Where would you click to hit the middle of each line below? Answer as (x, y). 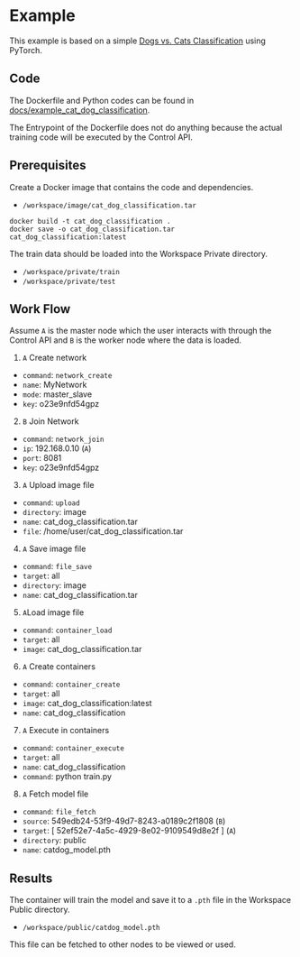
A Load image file (53, 612)
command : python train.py (67, 777)
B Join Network (50, 421)
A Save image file (54, 549)
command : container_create (71, 684)
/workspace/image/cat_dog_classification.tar (109, 205)
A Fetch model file (55, 794)
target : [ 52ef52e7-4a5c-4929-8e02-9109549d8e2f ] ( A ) (129, 831)
